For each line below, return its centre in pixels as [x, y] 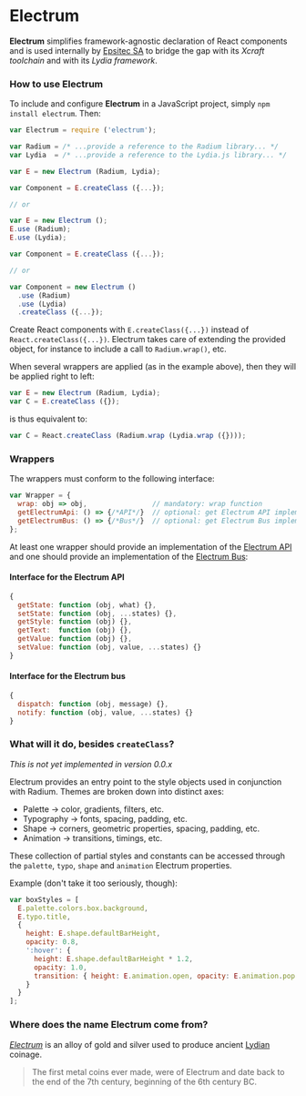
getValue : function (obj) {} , [75, 639]
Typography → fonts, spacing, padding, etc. [105, 818]
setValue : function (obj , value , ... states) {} [110, 647]
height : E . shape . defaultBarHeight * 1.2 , [113, 959]
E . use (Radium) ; [40, 229]
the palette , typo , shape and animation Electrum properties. [121, 865]
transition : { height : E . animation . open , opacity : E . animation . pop [164, 976]
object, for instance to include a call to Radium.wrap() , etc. [118, 349]
